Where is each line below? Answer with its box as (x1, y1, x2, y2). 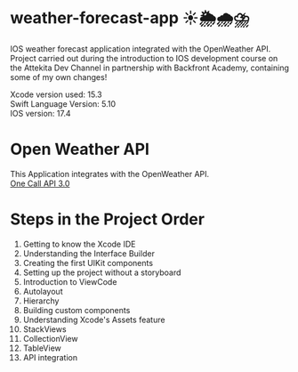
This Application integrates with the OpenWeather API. (10, 168, 210, 179)
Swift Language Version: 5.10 (10, 98, 117, 109)
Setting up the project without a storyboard (22, 267, 181, 278)
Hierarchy (22, 295, 60, 306)
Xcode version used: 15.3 (10, 89, 102, 100)
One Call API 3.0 (10, 178, 70, 189)
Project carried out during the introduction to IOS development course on (10, 53, 278, 63)
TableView (22, 343, 61, 353)
